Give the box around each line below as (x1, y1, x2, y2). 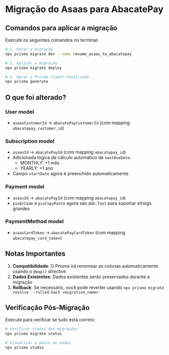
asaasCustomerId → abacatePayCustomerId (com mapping (12, 120, 130, 126)
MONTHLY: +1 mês (20, 160, 60, 166)
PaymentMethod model (5, 218, 64, 225)
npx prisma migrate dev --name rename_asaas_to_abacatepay (5, 52, 132, 57)
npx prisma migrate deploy (5, 65, 62, 70)
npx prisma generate (5, 79, 49, 84)
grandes (12, 206, 30, 212)
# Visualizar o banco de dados (5, 340, 71, 345)
